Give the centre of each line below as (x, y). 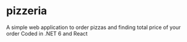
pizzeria (27, 11)
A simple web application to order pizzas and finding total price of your (93, 27)
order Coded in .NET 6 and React (47, 33)
